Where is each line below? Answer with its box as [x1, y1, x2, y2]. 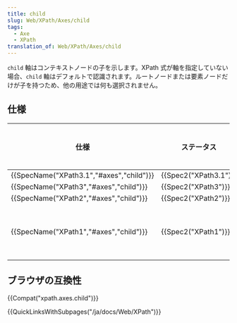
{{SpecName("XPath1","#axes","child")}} [11, 226, 148, 236]
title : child [7, 10, 46, 18]
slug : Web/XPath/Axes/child [7, 17, 90, 24]
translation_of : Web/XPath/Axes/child [7, 43, 121, 50]
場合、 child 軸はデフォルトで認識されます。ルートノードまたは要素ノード [7, 72, 222, 80]
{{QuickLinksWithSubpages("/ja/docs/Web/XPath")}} [7, 307, 162, 316]
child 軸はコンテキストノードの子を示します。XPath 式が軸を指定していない [7, 63, 229, 71]
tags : [7, 23, 23, 30]
